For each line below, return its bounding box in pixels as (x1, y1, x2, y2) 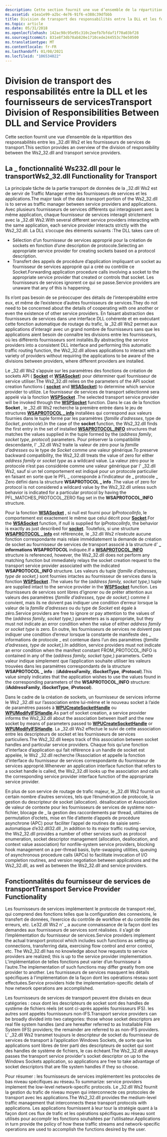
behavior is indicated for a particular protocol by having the (5, 489, 127, 496)
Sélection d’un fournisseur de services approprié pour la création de (12, 237, 153, 243)
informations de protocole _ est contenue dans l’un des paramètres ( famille (5, 637, 159, 643)
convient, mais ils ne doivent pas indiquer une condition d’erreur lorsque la (5, 600, 158, 606)
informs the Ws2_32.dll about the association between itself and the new (5, 715, 154, 721)
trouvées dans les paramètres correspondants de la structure (5, 663, 131, 669)
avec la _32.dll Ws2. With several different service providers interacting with (5, 217, 160, 223)
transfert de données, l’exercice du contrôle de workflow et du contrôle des (5, 916, 160, 922)
